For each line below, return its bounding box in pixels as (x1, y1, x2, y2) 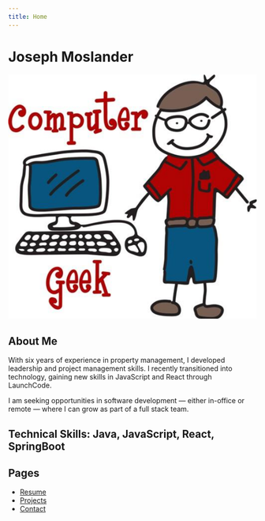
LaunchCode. (8, 380, 52, 391)
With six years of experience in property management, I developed (8, 356, 226, 365)
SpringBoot (8, 440, 65, 453)
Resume (19, 487, 47, 497)
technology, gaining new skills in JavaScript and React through (8, 372, 212, 382)
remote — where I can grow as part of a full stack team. (8, 404, 189, 414)
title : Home (8, 13, 47, 21)
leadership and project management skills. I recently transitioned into (8, 364, 233, 373)
